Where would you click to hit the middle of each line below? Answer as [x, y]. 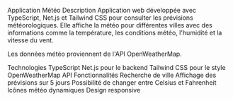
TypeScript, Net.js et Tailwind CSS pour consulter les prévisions [100, 18]
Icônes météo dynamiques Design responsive [74, 90]
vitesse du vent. [31, 40]
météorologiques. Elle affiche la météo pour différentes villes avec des [110, 25]
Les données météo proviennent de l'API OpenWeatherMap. [95, 54]
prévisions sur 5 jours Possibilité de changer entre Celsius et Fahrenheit [112, 83]
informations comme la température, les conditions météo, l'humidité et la [115, 32]
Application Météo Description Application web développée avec [102, 10]
